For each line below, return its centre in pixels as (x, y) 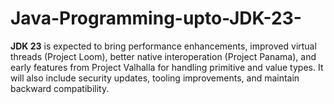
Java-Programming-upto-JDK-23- (156, 18)
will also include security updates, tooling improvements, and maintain (155, 78)
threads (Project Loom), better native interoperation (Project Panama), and (163, 56)
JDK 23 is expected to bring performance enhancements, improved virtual (163, 46)
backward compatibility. (60, 88)
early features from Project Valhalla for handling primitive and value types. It (167, 67)
